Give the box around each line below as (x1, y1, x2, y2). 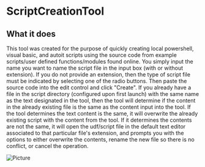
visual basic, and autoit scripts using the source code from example (6, 51, 177, 59)
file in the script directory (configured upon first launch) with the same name (6, 91, 199, 97)
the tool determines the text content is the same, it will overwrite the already (6, 110, 198, 117)
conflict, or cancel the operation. (6, 143, 89, 149)
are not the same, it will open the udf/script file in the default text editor (6, 123, 186, 130)
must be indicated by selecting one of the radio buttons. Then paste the (6, 78, 187, 84)
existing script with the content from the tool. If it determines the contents (6, 116, 192, 124)
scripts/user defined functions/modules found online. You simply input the (6, 58, 194, 65)
